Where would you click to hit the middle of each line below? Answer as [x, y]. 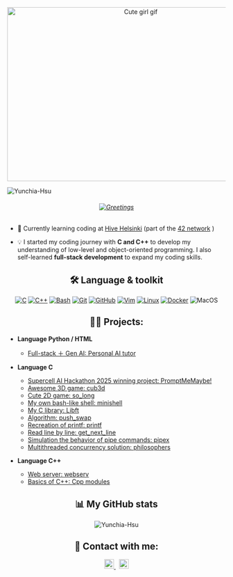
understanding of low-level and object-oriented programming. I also [114, 250]
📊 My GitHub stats [116, 504]
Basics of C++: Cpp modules [69, 481]
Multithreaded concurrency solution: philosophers [99, 447]
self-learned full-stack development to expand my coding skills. [110, 258]
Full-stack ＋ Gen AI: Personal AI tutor [82, 353]
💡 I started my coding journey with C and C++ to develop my [104, 242]
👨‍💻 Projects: [116, 322]
